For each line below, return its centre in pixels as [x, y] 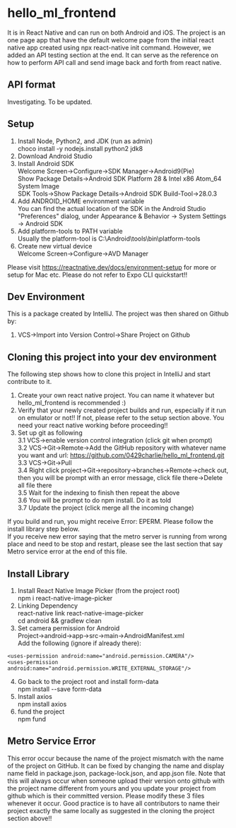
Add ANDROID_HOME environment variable [81, 201]
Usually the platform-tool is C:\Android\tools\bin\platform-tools [109, 239]
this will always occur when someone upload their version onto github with [116, 781]
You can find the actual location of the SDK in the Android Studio [112, 208]
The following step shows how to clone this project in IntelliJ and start [109, 374]
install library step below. [43, 529]
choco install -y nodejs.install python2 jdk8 [80, 148]
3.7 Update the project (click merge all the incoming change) [106, 508]
